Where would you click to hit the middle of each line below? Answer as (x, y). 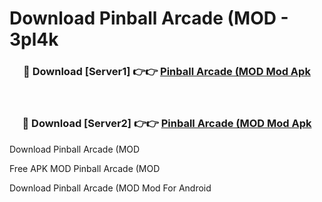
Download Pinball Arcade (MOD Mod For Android (110, 188)
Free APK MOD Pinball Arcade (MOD (85, 168)
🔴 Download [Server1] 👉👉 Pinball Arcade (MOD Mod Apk (167, 72)
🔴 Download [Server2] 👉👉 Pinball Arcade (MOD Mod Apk (167, 124)
